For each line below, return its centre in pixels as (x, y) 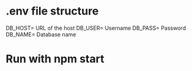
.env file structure (52, 11)
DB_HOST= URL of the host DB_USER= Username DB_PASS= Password (96, 28)
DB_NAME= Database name (41, 34)
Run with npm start (55, 59)
